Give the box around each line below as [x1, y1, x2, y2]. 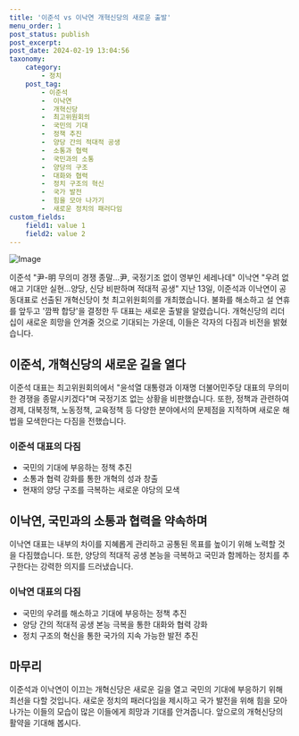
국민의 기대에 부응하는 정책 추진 [21, 462, 132, 473]
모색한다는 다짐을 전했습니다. [25, 416, 127, 427]
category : [25, 63, 62, 72]
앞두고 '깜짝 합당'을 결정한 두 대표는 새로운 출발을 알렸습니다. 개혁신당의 [18, 306, 269, 317]
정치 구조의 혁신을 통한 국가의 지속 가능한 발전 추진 [21, 630, 199, 640]
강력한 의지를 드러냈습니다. [39, 561, 134, 572]
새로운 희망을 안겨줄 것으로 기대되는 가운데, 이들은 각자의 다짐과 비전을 [25, 317, 271, 327]
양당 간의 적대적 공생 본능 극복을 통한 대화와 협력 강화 [21, 619, 208, 630]
